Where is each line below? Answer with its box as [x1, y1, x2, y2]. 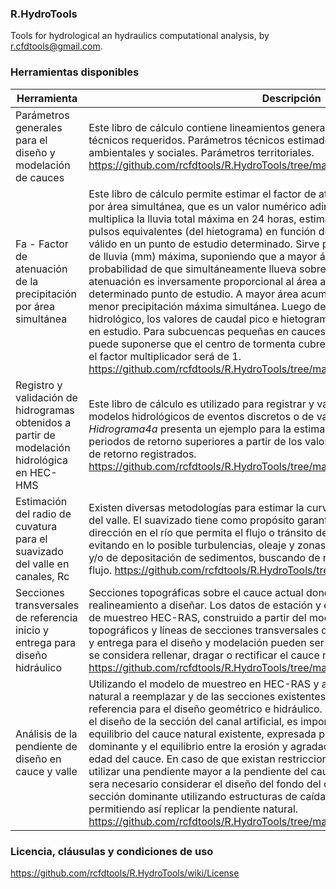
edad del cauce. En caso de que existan [88, 752, 276, 766]
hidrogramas [15, 403, 75, 417]
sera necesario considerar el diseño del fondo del [88, 777, 322, 791]
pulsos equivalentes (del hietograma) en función [88, 224, 317, 238]
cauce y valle [15, 764, 78, 778]
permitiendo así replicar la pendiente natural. [88, 802, 299, 816]
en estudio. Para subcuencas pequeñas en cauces [88, 324, 326, 338]
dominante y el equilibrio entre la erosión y [88, 739, 288, 753]
